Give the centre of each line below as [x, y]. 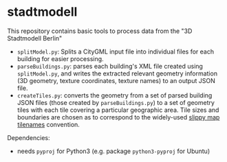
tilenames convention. [48, 124]
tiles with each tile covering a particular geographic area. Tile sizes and [118, 110]
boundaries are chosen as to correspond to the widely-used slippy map [118, 117]
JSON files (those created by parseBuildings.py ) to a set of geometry [116, 102]
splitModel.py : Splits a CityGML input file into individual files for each [116, 51]
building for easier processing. [61, 58]
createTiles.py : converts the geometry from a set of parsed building [115, 95]
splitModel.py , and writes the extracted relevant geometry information [117, 73]
